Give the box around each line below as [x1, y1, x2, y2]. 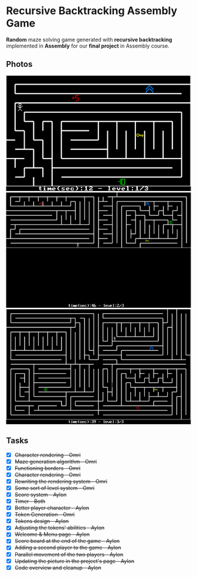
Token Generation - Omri [14, 511, 75, 518]
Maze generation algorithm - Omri [14, 458, 97, 465]
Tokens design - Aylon [14, 518, 69, 525]
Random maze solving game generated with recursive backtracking [6, 36, 172, 43]
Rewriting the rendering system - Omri [14, 478, 107, 485]
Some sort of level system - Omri [14, 484, 95, 491]
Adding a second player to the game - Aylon [14, 544, 121, 551]
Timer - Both [14, 498, 46, 505]
